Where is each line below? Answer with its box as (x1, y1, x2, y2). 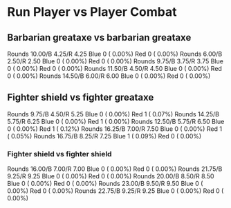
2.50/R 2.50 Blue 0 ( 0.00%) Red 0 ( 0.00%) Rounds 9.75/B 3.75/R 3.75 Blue (7, 57, 223, 65)
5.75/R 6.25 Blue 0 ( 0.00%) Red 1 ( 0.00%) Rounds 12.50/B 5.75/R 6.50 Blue (7, 117, 225, 125)
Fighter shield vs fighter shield (7, 149, 112, 158)
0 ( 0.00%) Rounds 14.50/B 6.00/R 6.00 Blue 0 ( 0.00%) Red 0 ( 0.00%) (7, 72, 211, 80)
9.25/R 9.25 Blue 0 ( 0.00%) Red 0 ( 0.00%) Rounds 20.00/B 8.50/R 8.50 (7, 172, 214, 180)
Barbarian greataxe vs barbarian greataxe (7, 32, 192, 43)
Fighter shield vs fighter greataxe (7, 92, 154, 103)
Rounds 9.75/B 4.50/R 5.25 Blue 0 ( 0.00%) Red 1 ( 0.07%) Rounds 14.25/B (7, 110, 220, 118)
